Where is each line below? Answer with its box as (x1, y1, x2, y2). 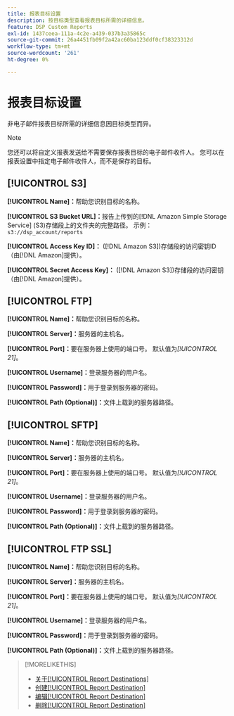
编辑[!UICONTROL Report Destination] (34, 692, 146, 701)
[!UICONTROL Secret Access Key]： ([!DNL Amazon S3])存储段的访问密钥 (7, 265, 224, 274)
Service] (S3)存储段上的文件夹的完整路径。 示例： (7, 221, 152, 229)
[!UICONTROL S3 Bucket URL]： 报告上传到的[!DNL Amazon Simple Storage (7, 212, 227, 220)
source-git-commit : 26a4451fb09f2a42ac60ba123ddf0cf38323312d (7, 37, 193, 44)
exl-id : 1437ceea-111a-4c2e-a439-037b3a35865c (7, 30, 146, 37)
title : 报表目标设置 (7, 10, 61, 18)
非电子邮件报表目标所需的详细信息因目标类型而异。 (7, 119, 155, 127)
